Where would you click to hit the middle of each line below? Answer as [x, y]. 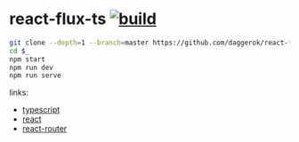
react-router [44, 129]
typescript [41, 110]
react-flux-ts [58, 19]
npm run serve [36, 75]
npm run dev [31, 67]
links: [19, 92]
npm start [28, 59]
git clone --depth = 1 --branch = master [79, 43]
